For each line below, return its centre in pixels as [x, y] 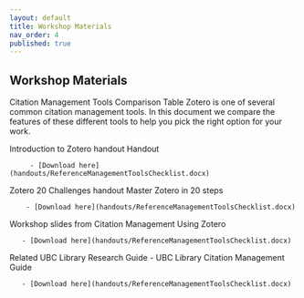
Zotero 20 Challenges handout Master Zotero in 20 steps [116, 190]
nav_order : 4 [34, 35]
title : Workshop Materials [61, 26]
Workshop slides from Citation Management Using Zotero [118, 224]
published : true [40, 43]
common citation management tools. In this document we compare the [142, 112]
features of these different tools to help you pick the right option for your [146, 122]
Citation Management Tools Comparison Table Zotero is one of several [142, 102]
